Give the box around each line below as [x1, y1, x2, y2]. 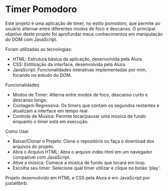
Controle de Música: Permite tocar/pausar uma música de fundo [12, 113, 146, 119]
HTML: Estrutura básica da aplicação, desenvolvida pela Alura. [12, 56, 143, 62]
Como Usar [5, 128, 29, 134]
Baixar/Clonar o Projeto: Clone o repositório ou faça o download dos [12, 138, 155, 144]
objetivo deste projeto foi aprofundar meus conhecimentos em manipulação [5, 31, 163, 37]
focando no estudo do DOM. [12, 72, 72, 78]
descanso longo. [12, 97, 47, 103]
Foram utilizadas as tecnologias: [5, 46, 72, 52]
